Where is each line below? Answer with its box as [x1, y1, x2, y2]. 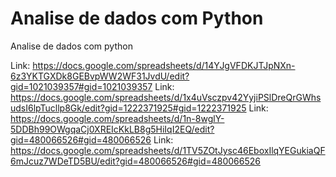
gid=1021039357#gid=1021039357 [10, 80, 153, 92]
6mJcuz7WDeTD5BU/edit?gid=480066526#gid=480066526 [10, 155, 261, 167]
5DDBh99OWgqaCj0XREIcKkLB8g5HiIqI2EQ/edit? [10, 123, 215, 135]
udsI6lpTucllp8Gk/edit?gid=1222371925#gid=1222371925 [10, 102, 247, 114]
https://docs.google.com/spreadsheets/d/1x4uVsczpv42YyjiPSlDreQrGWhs [10, 91, 322, 103]
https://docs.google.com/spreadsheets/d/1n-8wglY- [10, 112, 225, 124]
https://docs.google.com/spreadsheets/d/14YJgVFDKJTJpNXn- [32, 59, 296, 71]
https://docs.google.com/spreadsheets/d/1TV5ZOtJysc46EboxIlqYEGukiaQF [10, 144, 326, 156]
